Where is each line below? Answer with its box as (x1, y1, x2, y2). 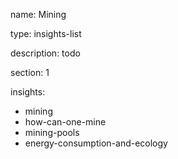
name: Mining (10, 9, 67, 20)
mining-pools (24, 127, 80, 138)
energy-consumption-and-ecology (24, 137, 168, 149)
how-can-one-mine (24, 116, 107, 128)
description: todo (10, 47, 81, 59)
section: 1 (10, 67, 50, 78)
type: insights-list (10, 28, 82, 39)
